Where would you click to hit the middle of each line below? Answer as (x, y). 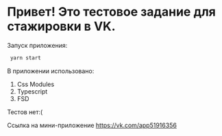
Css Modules (36, 84)
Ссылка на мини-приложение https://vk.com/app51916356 (92, 125)
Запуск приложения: (37, 45)
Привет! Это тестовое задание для (111, 12)
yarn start (25, 58)
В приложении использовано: (51, 71)
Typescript (32, 91)
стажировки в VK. (61, 26)
